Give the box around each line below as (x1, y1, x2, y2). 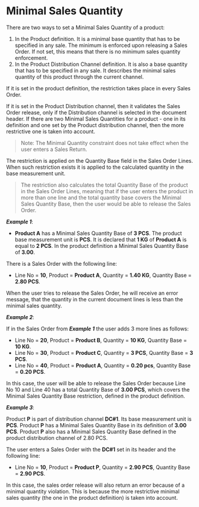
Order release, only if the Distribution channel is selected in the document (6, 109, 187, 116)
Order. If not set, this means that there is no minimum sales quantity (14, 48, 181, 55)
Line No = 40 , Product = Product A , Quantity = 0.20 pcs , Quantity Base (14, 361, 191, 369)
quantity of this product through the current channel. (14, 73, 144, 80)
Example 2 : (6, 313, 34, 320)
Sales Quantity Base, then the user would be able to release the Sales (20, 200, 191, 207)
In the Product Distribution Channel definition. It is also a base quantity (14, 61, 188, 68)
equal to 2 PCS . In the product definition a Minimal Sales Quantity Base (14, 242, 189, 249)
